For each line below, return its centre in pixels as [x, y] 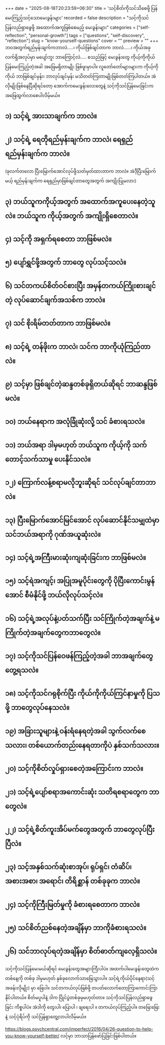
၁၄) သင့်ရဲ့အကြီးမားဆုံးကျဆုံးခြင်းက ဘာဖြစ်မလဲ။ [76, 557]
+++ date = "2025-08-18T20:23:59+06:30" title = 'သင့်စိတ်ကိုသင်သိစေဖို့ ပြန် [81, 8]
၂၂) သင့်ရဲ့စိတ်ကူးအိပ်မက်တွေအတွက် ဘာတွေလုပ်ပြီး [80, 830]
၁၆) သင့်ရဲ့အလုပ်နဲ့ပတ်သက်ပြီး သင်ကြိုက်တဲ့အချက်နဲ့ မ [82, 618]
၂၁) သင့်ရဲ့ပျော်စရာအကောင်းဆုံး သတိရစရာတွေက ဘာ [82, 792]
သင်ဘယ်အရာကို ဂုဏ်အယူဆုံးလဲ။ [53, 534]
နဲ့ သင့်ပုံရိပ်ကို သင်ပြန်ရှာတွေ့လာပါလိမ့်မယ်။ [46, 1017]
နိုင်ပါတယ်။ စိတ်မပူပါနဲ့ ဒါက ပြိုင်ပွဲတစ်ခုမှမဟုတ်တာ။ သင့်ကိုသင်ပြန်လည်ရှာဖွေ [79, 997]
